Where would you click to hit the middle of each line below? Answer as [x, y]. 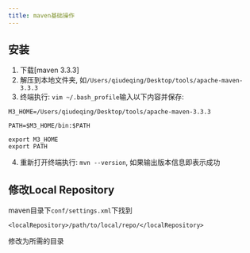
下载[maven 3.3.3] [49, 70]
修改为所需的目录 [36, 241]
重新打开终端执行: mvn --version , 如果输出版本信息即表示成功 [120, 163]
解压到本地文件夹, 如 [53, 80]
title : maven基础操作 [42, 15]
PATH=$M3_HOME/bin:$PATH [49, 126]
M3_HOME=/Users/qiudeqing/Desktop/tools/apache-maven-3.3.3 [110, 112]
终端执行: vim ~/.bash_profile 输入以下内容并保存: [102, 97]
